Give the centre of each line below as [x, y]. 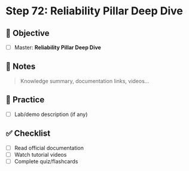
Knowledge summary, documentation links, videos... [85, 81]
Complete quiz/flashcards [46, 161]
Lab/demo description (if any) [51, 114]
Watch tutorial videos [40, 154]
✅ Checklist [28, 134]
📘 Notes [21, 67]
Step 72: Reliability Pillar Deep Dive [94, 11]
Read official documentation [49, 148]
